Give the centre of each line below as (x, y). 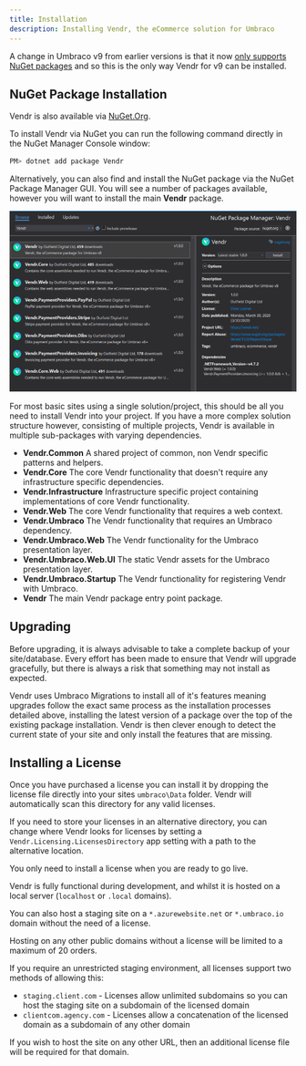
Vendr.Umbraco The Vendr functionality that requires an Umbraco (148, 521)
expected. (28, 678)
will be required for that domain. (69, 1052)
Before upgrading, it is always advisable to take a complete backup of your (150, 648)
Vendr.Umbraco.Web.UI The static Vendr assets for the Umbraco (146, 559)
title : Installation (49, 19)
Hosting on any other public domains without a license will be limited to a (146, 941)
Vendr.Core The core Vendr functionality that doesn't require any (145, 472)
